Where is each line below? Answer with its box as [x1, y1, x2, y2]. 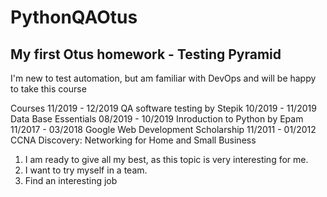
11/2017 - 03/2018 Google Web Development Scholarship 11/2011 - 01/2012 [10, 124, 317, 135]
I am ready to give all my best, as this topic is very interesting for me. [24, 154, 309, 165]
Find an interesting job [24, 175, 118, 186]
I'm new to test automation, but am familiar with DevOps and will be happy [10, 72, 317, 84]
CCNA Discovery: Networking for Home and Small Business [10, 134, 257, 146]
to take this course [10, 83, 87, 95]
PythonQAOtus [10, 6, 138, 29]
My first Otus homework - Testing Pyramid [10, 46, 282, 63]
